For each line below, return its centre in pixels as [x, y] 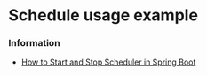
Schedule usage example [103, 15]
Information [34, 43]
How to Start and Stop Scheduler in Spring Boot [108, 62]
